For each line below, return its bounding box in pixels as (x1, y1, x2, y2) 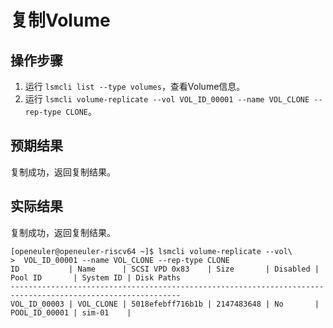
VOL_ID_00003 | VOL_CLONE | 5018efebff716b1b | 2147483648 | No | (10, 299, 320, 309)
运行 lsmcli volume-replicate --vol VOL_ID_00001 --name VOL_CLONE (24, 93, 310, 105)
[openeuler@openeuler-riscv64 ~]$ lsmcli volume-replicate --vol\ (10, 246, 293, 256)
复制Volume (10, 9, 111, 32)
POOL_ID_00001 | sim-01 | (10, 307, 132, 318)
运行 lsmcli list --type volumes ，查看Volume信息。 (24, 81, 246, 92)
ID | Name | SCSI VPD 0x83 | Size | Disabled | (10, 264, 320, 274)
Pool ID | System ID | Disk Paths (10, 272, 182, 283)
